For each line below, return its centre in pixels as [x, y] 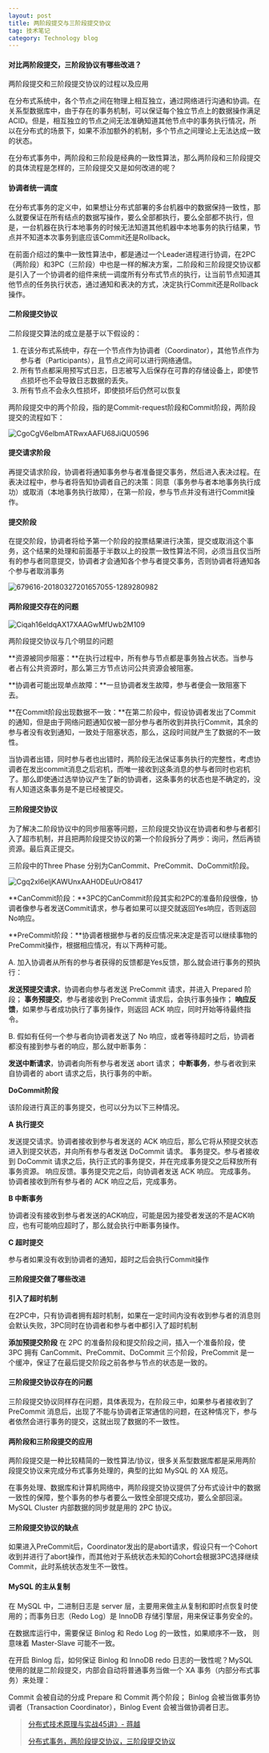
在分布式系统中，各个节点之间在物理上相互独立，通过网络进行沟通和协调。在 [134, 101]
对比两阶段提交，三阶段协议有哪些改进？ [75, 64]
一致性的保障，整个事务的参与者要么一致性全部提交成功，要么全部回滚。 [127, 1498]
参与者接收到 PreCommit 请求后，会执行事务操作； [150, 999]
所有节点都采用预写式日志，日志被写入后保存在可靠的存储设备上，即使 [136, 370]
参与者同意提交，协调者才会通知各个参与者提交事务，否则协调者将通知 [138, 561]
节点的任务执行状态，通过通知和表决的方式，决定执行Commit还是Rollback [137, 284]
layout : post [30, 16]
